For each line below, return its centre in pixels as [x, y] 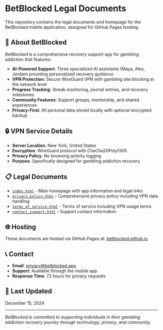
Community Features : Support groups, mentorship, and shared [75, 100]
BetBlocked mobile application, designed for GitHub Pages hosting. [72, 27]
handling [21, 201]
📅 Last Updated [29, 291]
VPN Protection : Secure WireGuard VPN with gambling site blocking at [83, 79]
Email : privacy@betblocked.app [44, 266]
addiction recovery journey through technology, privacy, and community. [78, 322]
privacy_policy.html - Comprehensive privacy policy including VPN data [85, 196]
